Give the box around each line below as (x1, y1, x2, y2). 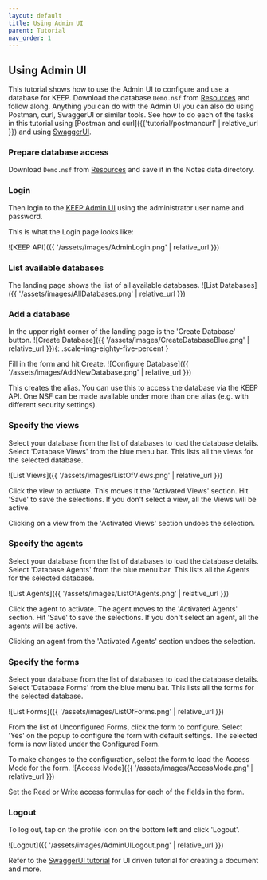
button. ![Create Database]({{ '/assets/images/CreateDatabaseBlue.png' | (8, 336, 249, 345)
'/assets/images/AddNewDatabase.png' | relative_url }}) (8, 367, 192, 377)
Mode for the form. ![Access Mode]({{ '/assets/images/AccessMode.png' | (8, 763, 253, 773)
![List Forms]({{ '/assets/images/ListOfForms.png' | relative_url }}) (8, 707, 225, 717)
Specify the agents (8, 538, 84, 549)
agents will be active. (8, 621, 78, 631)
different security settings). (8, 400, 98, 410)
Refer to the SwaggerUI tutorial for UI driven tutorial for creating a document (8, 856, 259, 866)
